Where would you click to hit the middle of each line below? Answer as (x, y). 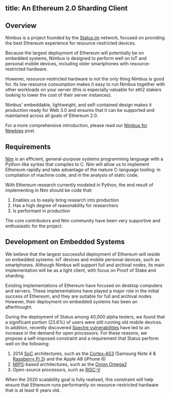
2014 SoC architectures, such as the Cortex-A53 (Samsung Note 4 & (84, 353)
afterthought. (19, 307)
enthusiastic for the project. (34, 226)
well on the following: (27, 343)
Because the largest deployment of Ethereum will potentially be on (75, 53)
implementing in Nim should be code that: (49, 190)
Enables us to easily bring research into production (66, 200)
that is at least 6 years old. (33, 390)
